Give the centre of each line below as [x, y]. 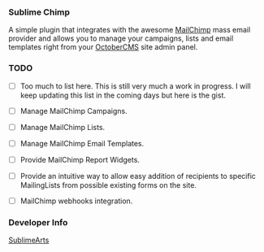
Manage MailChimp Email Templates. [82, 143]
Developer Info [38, 222]
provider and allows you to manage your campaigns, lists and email [121, 38]
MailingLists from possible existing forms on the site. [108, 185]
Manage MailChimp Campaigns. [74, 111]
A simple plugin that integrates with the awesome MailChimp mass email [130, 30]
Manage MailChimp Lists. [63, 127]
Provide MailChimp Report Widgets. [80, 159]
